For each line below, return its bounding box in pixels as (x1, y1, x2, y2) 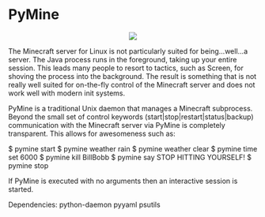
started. (8, 184, 34, 194)
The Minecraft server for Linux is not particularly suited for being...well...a (8, 46, 248, 56)
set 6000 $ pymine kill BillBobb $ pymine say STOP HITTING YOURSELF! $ (8, 152, 252, 162)
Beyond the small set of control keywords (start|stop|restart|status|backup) (8, 112, 255, 122)
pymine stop (8, 160, 49, 170)
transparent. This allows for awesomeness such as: (8, 129, 176, 138)
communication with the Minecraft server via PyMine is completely (8, 120, 225, 129)
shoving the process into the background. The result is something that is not (8, 71, 257, 80)
